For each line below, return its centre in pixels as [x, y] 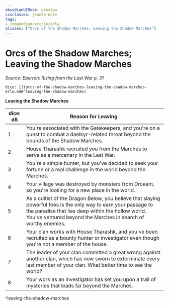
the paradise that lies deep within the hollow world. [86, 211]
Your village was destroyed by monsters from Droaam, [90, 184]
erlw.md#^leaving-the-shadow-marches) [46, 92]
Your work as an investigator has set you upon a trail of [91, 279]
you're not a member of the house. [67, 244]
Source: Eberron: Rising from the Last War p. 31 [55, 78]
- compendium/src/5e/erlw [32, 24]
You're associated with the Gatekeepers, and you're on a [93, 128]
